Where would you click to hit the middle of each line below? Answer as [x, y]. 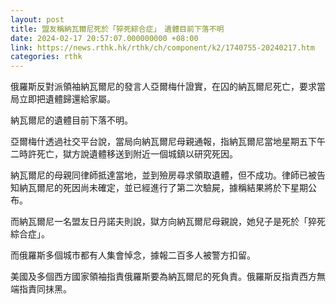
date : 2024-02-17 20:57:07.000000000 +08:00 [104, 38]
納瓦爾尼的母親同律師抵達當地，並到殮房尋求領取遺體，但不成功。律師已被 [163, 175]
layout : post [37, 19]
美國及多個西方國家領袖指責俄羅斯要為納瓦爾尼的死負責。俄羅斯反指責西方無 [168, 277]
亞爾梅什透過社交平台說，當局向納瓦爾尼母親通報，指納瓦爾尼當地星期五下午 [168, 142]
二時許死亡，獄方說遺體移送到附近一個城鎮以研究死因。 [124, 154]
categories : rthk [46, 57]
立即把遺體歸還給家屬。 [67, 99]
